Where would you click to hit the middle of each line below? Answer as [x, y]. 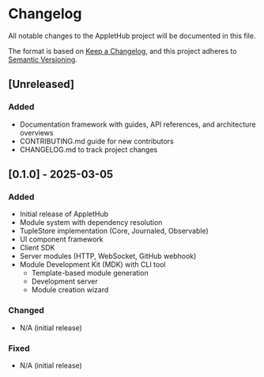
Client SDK [37, 248]
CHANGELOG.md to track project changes [89, 149]
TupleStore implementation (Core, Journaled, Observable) [114, 231]
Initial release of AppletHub [64, 214]
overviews [36, 132]
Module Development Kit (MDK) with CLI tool [92, 265]
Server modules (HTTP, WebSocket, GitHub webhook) [108, 256]
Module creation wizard [70, 290]
